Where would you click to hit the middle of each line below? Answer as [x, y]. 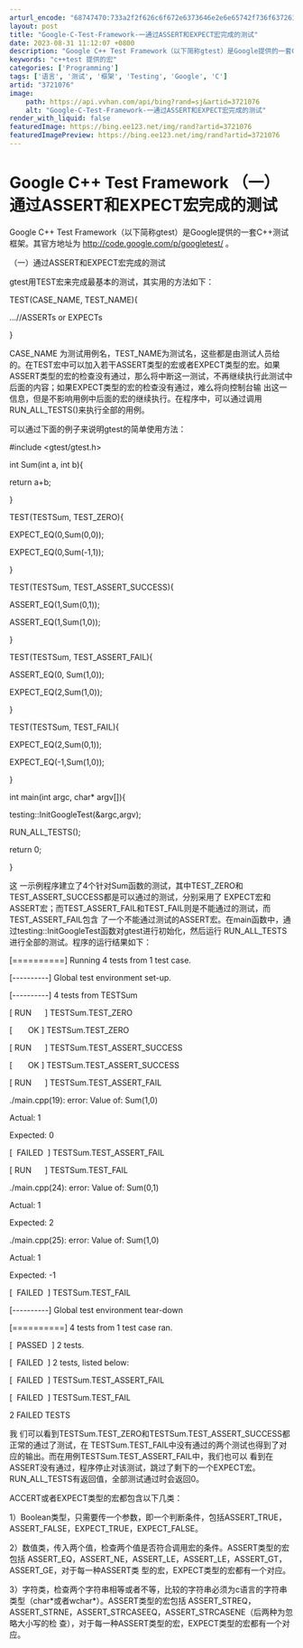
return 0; [26, 849]
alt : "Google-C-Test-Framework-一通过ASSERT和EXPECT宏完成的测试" [146, 110]
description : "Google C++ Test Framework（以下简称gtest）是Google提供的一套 [151, 51]
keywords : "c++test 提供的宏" [63, 60]
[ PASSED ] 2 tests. [47, 1345]
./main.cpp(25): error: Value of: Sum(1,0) [84, 1240]
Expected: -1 [33, 1275]
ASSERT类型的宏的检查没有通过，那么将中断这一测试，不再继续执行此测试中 [151, 376]
